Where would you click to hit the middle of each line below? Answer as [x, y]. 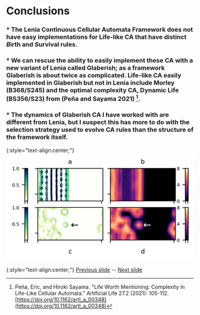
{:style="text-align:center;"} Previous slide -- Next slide [74, 270]
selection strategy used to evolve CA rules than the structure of [100, 130]
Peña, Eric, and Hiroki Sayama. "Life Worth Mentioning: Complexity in [100, 286]
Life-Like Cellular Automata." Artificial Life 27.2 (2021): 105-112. [92, 293]
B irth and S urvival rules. [42, 45]
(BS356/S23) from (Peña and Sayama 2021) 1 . [73, 98]
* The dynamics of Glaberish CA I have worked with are [88, 115]
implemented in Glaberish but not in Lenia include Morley [90, 83]
